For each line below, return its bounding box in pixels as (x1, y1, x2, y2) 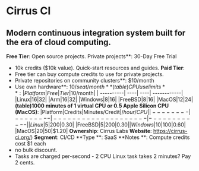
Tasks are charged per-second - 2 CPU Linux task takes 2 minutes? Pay (14, 153, 191, 160)
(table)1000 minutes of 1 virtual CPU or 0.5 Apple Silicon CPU (14, 102, 169, 109)
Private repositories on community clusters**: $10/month (14, 77, 154, 84)
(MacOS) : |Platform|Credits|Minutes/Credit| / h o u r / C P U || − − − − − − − (14, 109, 185, 115)
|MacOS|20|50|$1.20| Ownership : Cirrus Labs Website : (14, 128, 153, 134)
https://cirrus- (153, 128, 188, 134)
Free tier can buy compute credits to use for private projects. (14, 71, 165, 78)
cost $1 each (14, 140, 46, 147)
